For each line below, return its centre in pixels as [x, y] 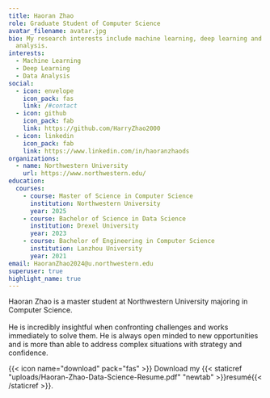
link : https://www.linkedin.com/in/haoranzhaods [106, 151]
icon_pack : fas [49, 98]
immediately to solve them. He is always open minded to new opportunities [133, 336]
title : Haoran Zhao [41, 16]
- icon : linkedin [45, 136]
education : [27, 181]
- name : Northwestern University [72, 166]
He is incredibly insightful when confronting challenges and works [118, 327]
